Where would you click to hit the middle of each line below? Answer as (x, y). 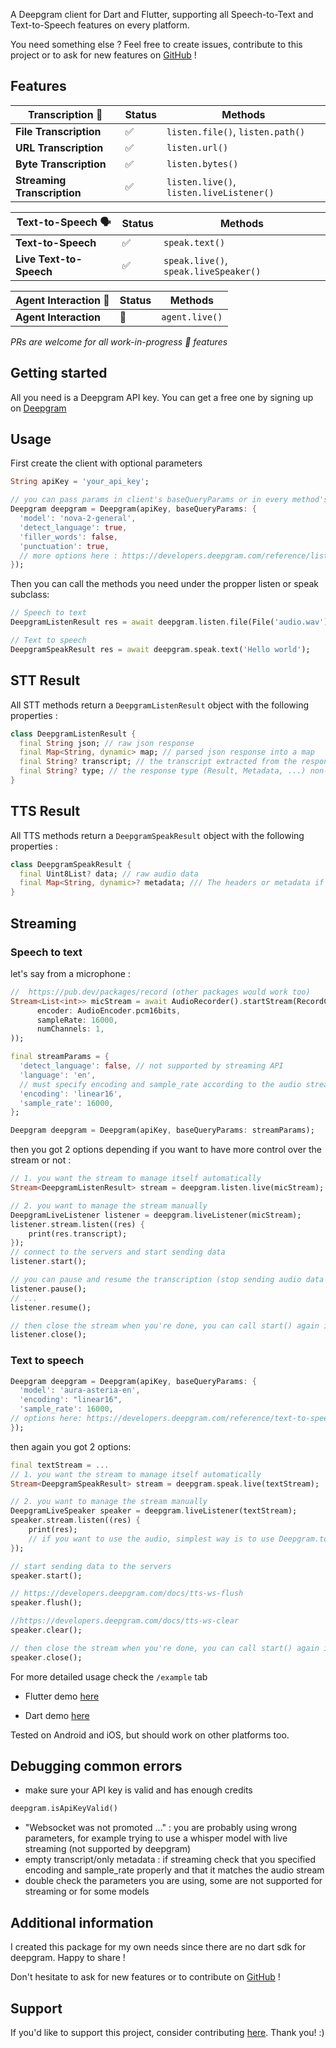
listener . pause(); (48, 1289)
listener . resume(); (51, 1307)
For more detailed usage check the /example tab (109, 1676)
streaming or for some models (87, 1891)
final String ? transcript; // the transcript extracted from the (158, 762)
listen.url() (197, 147)
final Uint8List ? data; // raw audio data (109, 874)
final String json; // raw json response (107, 743)
